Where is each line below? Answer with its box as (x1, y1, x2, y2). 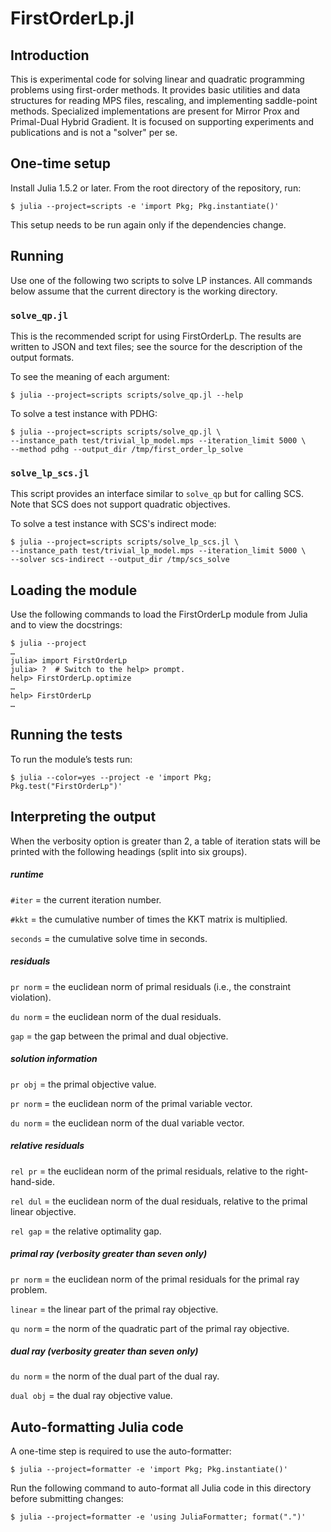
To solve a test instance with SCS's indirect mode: (10, 518, 217, 530)
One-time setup (10, 155, 111, 172)
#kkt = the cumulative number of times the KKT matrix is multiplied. (10, 913, 288, 925)
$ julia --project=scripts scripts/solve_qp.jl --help (10, 390, 244, 400)
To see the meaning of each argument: (10, 370, 170, 382)
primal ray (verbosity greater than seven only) (10, 1248, 208, 1260)
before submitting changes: (10, 1493, 124, 1505)
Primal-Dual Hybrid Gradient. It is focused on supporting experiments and (10, 116, 315, 127)
